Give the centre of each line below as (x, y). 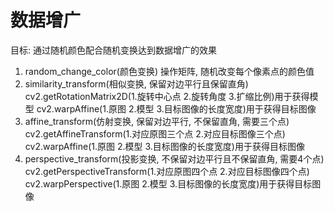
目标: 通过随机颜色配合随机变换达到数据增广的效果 (113, 50)
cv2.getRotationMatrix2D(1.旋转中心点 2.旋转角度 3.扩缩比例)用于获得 (167, 96)
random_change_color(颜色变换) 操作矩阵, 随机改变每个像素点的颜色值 (169, 71)
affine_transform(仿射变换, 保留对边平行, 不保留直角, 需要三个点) (157, 121)
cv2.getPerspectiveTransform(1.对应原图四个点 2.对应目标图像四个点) (167, 171)
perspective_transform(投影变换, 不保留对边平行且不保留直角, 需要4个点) (174, 158)
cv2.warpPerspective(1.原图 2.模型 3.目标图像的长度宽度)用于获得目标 (168, 183)
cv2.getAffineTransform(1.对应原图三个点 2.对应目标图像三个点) (155, 133)
